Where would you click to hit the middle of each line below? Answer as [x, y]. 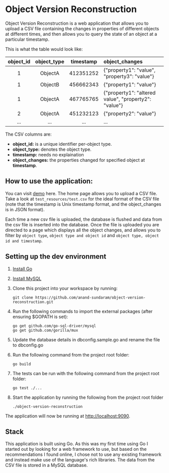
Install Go [22, 269]
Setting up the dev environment [56, 256]
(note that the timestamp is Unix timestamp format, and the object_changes [83, 204]
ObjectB [50, 84]
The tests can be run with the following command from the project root [86, 373]
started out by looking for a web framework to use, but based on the [76, 449]
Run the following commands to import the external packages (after [82, 311]
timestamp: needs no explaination [48, 154]
